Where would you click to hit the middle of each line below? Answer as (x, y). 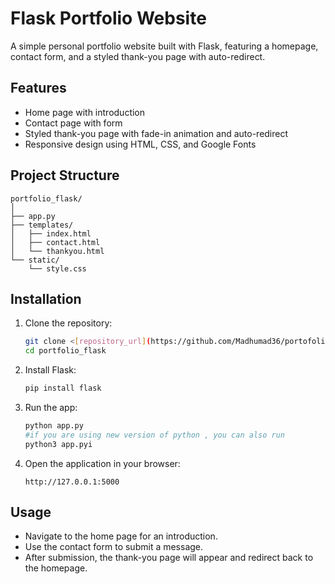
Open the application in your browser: (102, 463)
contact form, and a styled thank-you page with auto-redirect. (138, 56)
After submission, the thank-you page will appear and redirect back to (169, 558)
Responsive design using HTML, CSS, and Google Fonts (140, 144)
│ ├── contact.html (55, 242)
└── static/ (35, 260)
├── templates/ (42, 225)
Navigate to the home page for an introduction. (121, 536)
